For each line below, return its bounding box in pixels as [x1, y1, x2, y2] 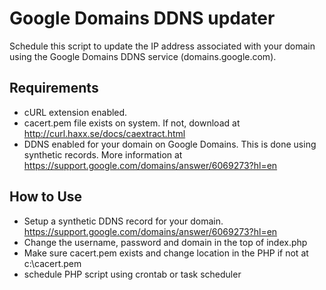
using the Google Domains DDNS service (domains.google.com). [9, 50, 277, 62]
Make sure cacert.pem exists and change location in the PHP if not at [23, 247, 309, 259]
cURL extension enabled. [23, 106, 128, 118]
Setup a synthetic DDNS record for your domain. [23, 215, 224, 227]
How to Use [9, 188, 83, 206]
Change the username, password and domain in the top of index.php [23, 236, 308, 248]
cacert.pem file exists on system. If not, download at [23, 117, 241, 129]
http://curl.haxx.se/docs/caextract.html [23, 127, 186, 139]
